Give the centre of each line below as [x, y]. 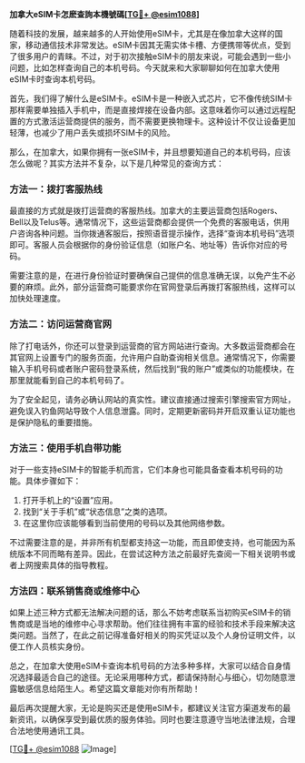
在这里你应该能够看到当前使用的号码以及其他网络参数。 [126, 523]
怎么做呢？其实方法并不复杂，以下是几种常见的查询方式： [117, 163]
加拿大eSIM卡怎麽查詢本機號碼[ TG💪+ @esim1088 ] [104, 14]
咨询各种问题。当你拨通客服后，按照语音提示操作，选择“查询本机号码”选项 [156, 234]
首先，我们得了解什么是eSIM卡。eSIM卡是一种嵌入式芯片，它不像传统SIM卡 [151, 98]
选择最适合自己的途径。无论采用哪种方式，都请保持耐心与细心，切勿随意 [152, 677]
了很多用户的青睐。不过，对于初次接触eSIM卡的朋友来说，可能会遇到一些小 [150, 56]
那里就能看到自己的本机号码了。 [69, 380]
